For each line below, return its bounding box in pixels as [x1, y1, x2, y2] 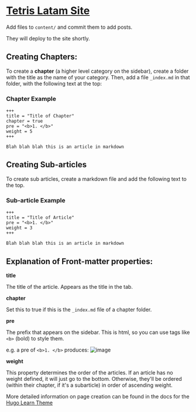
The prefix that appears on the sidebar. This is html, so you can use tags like [6, 329, 190, 336]
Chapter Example [6, 94, 57, 103]
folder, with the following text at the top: [6, 80, 102, 87]
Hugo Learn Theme [6, 399, 53, 406]
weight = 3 [6, 225, 33, 231]
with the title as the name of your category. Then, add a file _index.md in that [6, 73, 190, 80]
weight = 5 [6, 129, 33, 134]
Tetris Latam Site [6, 4, 90, 18]
